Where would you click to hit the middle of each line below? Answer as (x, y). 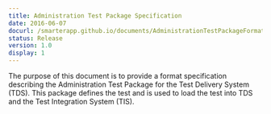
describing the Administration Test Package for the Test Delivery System (129, 84)
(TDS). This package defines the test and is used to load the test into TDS (131, 93)
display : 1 (27, 53)
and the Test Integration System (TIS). (71, 102)
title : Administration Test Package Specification (95, 16)
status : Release (35, 38)
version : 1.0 (30, 46)
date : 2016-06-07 (38, 23)
